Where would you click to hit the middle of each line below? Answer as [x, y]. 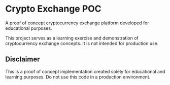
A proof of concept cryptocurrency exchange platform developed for [77, 23]
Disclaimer [23, 59]
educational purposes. [29, 28]
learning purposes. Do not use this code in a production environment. [78, 77]
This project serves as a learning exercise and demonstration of [72, 38]
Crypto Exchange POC [53, 9]
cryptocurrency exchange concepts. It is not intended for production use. [82, 43]
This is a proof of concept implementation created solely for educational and [85, 71]
